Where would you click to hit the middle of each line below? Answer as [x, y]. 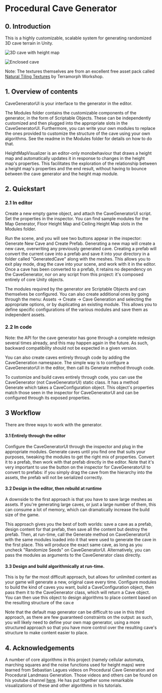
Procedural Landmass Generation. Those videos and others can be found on [81, 675]
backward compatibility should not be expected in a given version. [71, 348]
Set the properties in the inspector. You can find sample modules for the [77, 218]
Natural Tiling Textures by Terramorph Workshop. [54, 76]
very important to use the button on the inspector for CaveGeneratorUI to [78, 467]
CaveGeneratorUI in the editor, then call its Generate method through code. [80, 368]
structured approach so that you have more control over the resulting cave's [81, 628]
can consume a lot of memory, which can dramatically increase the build [77, 510]
